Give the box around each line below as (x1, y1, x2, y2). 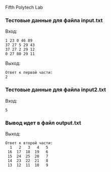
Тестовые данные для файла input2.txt (5, 86, 106, 93)
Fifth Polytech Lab (5, 5, 43, 10)
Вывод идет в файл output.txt (5, 119, 82, 126)
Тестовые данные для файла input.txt (5, 17, 103, 24)
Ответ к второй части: (5, 140, 53, 146)
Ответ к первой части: (5, 70, 53, 75)
